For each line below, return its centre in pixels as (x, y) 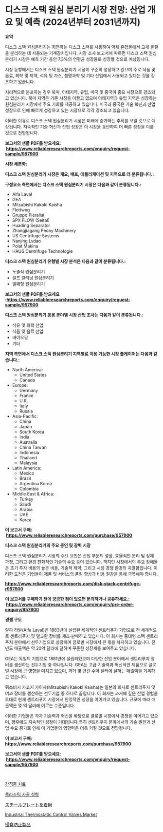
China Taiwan (33, 447)
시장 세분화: (16, 164)
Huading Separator (31, 225)
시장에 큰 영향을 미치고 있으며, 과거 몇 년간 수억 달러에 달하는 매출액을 (76, 671)
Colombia (29, 489)
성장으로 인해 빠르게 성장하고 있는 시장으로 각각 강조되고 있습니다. (67, 110)
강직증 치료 (16, 784)
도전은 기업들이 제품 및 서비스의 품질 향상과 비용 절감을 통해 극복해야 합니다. (86, 574)
